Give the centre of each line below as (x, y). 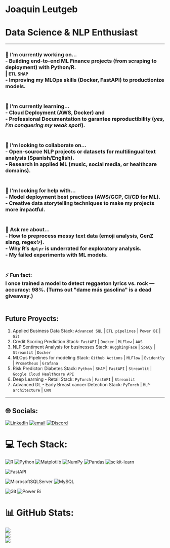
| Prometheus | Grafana (35, 363)
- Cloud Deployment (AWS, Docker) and (55, 113)
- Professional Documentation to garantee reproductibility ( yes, (85, 119)
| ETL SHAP (17, 74)
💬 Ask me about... (28, 229)
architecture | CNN (32, 390)
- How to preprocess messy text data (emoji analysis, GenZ (79, 236)
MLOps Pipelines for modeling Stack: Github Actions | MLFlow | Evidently (89, 358)
